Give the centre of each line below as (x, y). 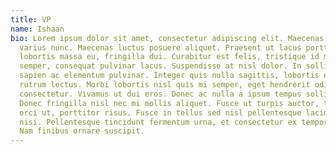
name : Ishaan (37, 29)
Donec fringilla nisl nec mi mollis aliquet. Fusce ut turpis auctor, (169, 103)
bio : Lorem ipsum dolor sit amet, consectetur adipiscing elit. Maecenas (167, 38)
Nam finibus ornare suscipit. (82, 131)
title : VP (31, 19)
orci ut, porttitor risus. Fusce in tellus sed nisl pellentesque (160, 112)
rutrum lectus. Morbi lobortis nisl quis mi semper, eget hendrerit (165, 85)
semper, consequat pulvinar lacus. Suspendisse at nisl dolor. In (160, 66)
